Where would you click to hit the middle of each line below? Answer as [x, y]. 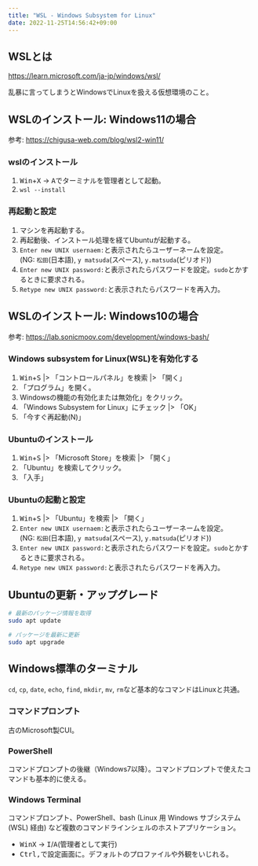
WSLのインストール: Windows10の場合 [104, 317]
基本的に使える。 [63, 779]
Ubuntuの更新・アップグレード [84, 595]
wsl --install [42, 190]
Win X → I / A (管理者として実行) [68, 844]
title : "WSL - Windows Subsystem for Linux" [82, 15]
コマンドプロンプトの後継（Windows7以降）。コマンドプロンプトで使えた [126, 769]
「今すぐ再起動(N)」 [52, 417]
